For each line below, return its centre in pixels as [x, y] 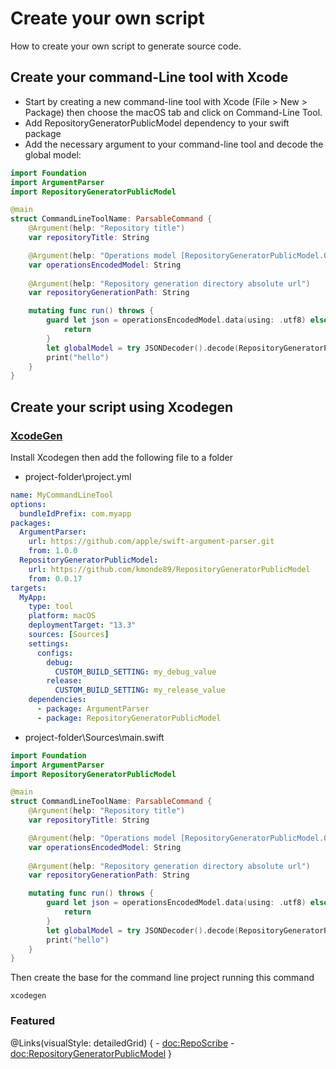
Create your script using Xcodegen [122, 407]
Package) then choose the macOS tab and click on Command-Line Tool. [173, 112]
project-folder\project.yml [78, 476]
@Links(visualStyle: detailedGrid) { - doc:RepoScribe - [122, 1043]
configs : [55, 653]
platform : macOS [62, 616]
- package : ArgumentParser [93, 709]
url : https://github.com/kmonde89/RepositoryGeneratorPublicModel [169, 569]
